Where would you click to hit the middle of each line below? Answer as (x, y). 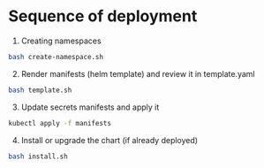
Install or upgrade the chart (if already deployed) (109, 140)
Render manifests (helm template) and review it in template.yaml (138, 73)
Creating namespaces (61, 41)
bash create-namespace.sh (56, 57)
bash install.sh (38, 157)
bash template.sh (40, 90)
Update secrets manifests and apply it (90, 107)
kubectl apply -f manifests (60, 123)
